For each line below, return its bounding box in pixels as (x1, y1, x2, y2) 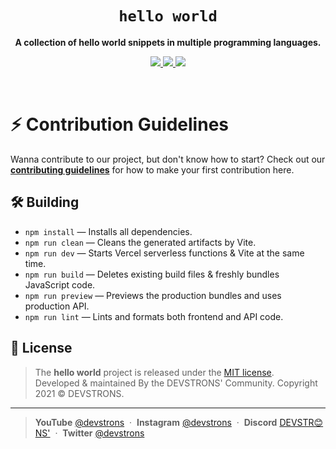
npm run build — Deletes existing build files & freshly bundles (24, 268, 280, 280)
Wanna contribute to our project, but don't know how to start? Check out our (10, 153, 326, 165)
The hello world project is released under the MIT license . (34, 366, 275, 378)
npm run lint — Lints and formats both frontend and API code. (24, 310, 284, 322)
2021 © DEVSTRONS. (34, 387, 125, 399)
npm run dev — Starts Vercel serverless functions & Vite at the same (24, 247, 305, 259)
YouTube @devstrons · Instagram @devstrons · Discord (34, 416, 278, 428)
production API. (24, 300, 90, 312)
